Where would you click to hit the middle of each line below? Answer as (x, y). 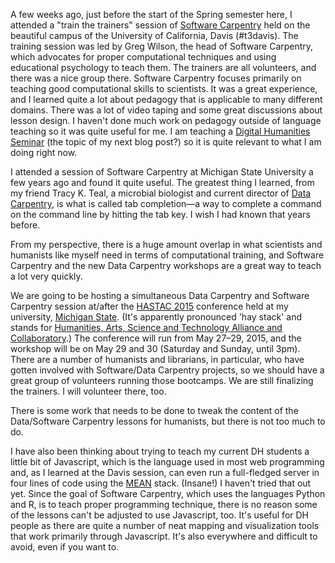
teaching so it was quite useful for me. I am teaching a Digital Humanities (160, 131)
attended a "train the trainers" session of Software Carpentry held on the (160, 25)
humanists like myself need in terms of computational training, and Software (167, 255)
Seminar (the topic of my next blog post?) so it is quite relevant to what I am (166, 142)
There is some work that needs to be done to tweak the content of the (154, 410)
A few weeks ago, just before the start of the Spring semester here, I (151, 14)
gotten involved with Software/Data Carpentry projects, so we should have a (167, 370)
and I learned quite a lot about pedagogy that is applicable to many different (166, 99)
